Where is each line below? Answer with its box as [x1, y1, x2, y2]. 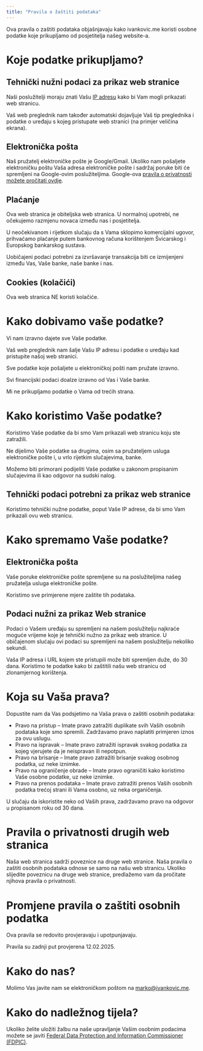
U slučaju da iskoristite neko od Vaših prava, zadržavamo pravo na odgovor [6, 797, 195, 805]
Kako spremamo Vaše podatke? [6, 533, 169, 546]
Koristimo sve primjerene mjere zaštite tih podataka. [6, 591, 136, 598]
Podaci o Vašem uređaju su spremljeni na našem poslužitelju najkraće [6, 624, 180, 632]
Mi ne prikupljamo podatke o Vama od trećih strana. [6, 388, 135, 395]
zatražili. [6, 435, 28, 442]
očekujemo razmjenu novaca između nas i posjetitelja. [6, 217, 141, 224]
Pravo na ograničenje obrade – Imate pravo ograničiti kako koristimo [14, 767, 185, 774]
